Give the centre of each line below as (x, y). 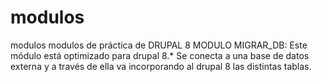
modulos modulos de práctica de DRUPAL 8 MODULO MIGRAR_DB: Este (159, 45)
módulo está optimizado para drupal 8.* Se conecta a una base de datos (160, 55)
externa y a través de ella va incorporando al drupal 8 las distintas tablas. (161, 66)
